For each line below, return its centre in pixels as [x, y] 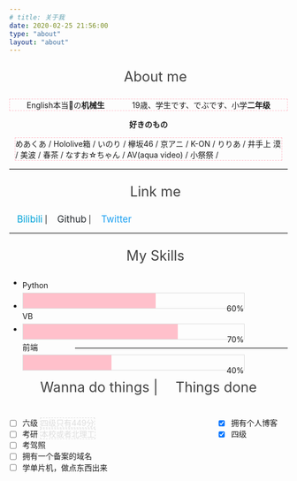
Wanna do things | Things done [148, 387]
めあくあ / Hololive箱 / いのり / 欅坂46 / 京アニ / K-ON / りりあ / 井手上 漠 [148, 144]
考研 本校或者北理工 [58, 434]
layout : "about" [39, 42]
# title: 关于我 [37, 17]
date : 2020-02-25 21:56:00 [59, 26]
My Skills [156, 256]
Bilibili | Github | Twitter [75, 219]
